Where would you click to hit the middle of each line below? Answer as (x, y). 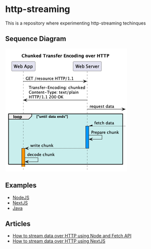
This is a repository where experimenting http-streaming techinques (76, 23)
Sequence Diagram (36, 39)
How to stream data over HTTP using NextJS (59, 241)
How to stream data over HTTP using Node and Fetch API (72, 236)
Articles (18, 224)
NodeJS (21, 197)
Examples (21, 186)
